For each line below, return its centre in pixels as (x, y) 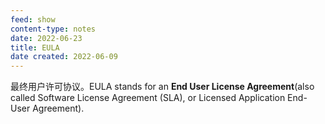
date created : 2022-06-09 (64, 57)
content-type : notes (53, 29)
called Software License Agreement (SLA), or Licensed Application (148, 98)
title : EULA (35, 47)
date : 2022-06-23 (46, 38)
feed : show (33, 19)
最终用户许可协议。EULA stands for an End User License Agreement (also (162, 87)
